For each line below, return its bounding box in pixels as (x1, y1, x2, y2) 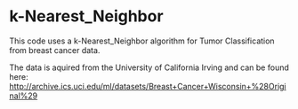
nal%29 (9, 90, 38, 101)
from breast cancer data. (9, 44, 101, 55)
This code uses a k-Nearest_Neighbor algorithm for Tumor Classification (9, 35, 275, 46)
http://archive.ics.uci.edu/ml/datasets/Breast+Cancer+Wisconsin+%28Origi (9, 81, 286, 91)
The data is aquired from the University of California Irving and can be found (9, 62, 289, 73)
